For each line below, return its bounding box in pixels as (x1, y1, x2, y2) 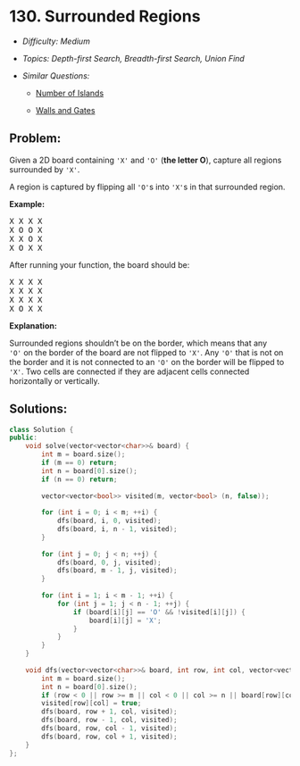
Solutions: (9, 402, 68, 417)
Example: (9, 198, 46, 209)
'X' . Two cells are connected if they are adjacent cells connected (9, 366, 250, 377)
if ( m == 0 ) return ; (41, 458, 118, 468)
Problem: (9, 131, 62, 146)
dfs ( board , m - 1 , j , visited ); (56, 566, 178, 575)
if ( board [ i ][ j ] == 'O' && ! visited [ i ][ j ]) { (72, 607, 246, 617)
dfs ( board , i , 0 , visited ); (56, 516, 162, 526)
